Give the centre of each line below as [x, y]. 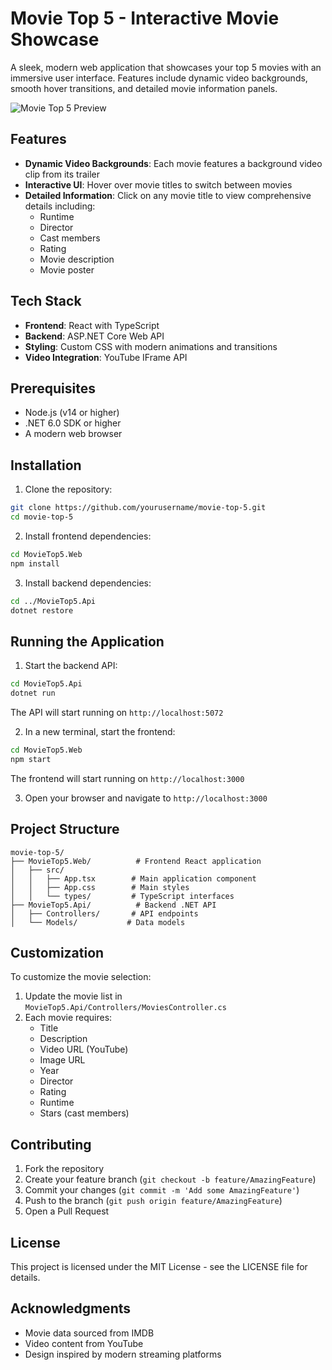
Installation [46, 465]
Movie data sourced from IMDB [89, 1333]
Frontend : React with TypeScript [92, 325]
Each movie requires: [68, 1018]
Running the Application [87, 641]
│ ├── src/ [37, 870]
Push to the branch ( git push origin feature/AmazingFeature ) [153, 1201]
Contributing [51, 1144]
